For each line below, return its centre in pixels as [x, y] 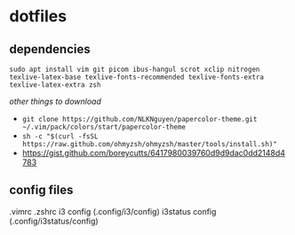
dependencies [50, 49]
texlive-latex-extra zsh [55, 85]
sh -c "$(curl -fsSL [60, 137]
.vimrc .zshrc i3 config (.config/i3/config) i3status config [113, 211]
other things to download [56, 101]
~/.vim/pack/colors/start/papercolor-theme [104, 127]
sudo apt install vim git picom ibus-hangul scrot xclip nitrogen [135, 69]
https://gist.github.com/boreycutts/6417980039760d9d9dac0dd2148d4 [154, 153]
